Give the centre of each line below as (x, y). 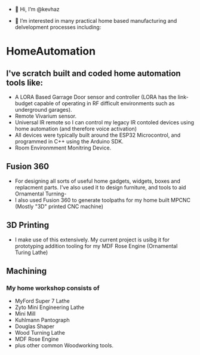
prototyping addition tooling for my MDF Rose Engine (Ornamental (96, 246)
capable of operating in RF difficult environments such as (104, 103)
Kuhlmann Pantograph (42, 320)
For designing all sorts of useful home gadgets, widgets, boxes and (98, 181)
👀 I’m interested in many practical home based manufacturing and (96, 21)
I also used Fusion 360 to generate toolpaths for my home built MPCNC (103, 200)
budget (24, 103)
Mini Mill (25, 314)
